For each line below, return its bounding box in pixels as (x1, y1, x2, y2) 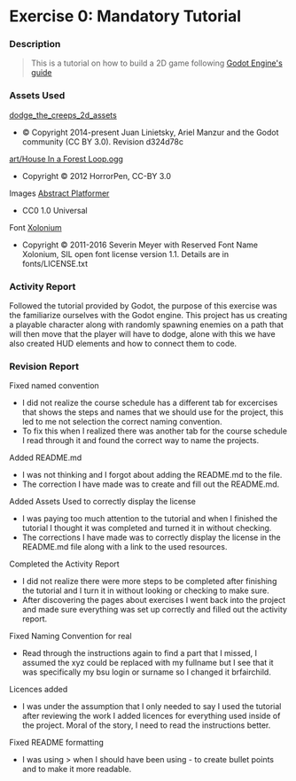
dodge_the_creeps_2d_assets (9, 109, 117, 121)
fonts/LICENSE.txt (21, 258, 89, 269)
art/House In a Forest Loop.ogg (9, 153, 124, 164)
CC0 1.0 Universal (21, 205, 88, 215)
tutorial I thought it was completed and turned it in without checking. (21, 523, 272, 534)
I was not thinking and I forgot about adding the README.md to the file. (21, 470, 283, 480)
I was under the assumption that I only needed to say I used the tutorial (21, 701, 282, 712)
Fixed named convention (9, 380, 99, 391)
